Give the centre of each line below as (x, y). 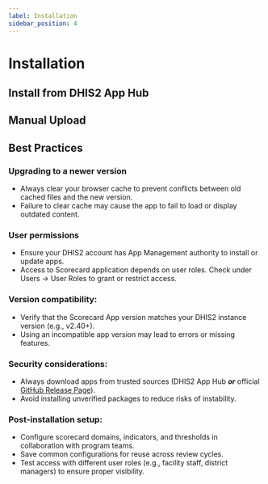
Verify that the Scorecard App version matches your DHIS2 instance (133, 317)
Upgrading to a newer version (68, 170)
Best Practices (46, 147)
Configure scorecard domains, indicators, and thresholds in (119, 437)
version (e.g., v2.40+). (57, 326)
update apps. (42, 261)
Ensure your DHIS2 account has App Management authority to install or (139, 253)
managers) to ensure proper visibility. (82, 471)
